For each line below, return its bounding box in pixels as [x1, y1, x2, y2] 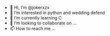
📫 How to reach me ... [9, 26, 56, 31]
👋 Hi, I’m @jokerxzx [9, 5, 50, 10]
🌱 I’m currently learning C [9, 15, 62, 20]
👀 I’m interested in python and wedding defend [9, 10, 105, 16]
